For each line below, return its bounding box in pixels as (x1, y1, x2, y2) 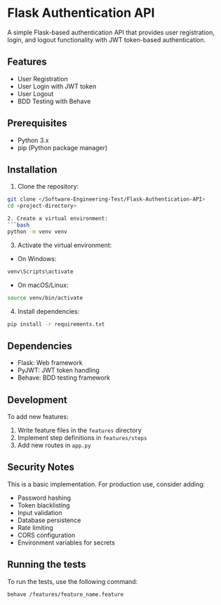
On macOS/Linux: (17, 281, 69, 289)
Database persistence (17, 516, 81, 524)
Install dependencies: (17, 307, 80, 315)
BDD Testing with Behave (17, 97, 91, 105)
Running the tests (7, 559, 86, 571)
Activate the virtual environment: (17, 241, 112, 249)
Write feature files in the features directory (17, 426, 142, 434)
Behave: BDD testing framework (17, 373, 111, 382)
